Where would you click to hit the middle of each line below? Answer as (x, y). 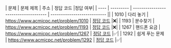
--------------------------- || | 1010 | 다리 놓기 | (99, 14)
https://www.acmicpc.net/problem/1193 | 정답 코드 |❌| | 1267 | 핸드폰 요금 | (83, 27)
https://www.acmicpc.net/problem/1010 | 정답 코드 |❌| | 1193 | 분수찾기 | (80, 21)
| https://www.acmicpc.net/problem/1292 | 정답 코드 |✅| (63, 40)
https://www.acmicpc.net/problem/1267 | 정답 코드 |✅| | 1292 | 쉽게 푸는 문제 (85, 33)
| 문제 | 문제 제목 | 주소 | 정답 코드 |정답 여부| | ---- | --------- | (69, 8)
